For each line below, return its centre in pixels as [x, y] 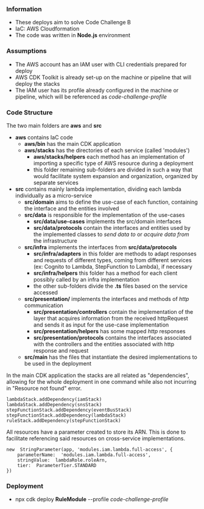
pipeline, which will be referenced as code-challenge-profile [91, 97]
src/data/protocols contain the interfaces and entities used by [112, 227]
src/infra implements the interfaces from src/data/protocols [100, 247]
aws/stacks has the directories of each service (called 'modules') [107, 150]
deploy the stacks [37, 83]
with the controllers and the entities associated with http [104, 344]
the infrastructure [55, 241]
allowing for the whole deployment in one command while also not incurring [101, 381]
